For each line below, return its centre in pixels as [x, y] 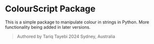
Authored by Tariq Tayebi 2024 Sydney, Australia [66, 36]
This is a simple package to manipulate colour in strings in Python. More [77, 22]
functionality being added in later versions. [48, 27]
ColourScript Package [50, 9]
